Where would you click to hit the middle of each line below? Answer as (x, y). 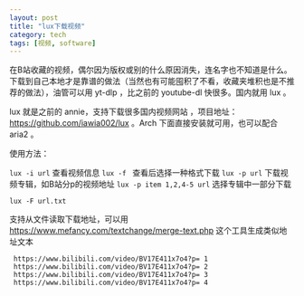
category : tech (38, 34)
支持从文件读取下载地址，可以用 (69, 219)
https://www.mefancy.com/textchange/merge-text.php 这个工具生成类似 (144, 231)
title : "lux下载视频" (47, 26)
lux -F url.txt (38, 201)
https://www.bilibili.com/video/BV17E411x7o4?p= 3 (110, 275)
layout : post (34, 18)
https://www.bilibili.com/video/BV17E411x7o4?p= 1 (110, 259)
